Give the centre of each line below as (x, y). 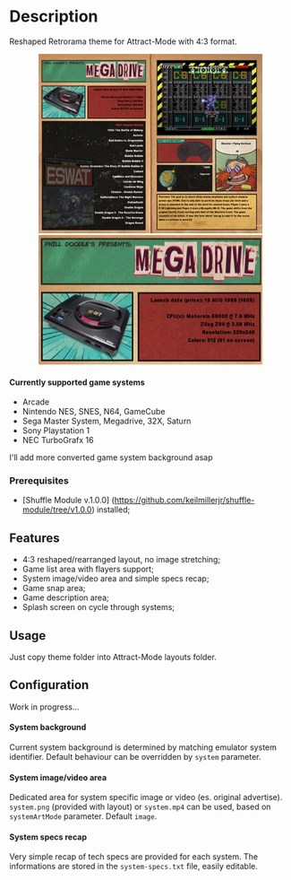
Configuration (49, 685)
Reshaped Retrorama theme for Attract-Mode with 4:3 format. (123, 41)
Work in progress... (44, 707)
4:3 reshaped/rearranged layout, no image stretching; (121, 560)
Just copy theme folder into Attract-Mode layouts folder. (113, 658)
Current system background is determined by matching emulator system (143, 747)
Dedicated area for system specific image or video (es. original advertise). (146, 797)
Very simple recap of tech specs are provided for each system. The (133, 857)
